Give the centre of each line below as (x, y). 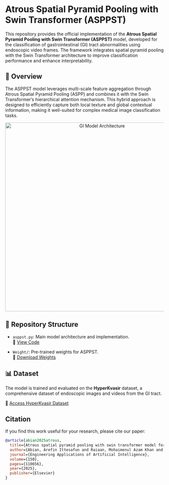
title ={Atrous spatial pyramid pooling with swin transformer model (83, 445)
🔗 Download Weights (34, 357)
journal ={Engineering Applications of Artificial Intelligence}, (80, 454)
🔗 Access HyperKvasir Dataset (37, 403)
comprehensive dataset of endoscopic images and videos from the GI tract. (83, 393)
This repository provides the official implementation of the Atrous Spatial (81, 34)
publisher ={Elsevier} (32, 473)
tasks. (12, 115)
